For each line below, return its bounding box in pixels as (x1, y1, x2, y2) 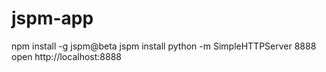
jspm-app (11, 7, 94, 30)
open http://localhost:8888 (11, 50, 122, 62)
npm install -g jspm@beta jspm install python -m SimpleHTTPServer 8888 (11, 40, 317, 52)
